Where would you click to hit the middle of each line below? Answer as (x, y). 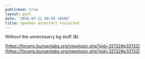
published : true (21, 9)
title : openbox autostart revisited (42, 23)
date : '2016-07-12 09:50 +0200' (38, 18)
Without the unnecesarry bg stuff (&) (42, 37)
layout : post (18, 14)
